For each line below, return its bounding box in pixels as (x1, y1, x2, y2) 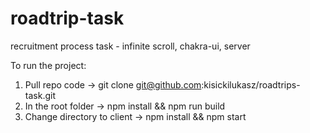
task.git (24, 89, 56, 101)
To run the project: (10, 59, 87, 71)
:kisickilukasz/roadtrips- (201, 78, 301, 91)
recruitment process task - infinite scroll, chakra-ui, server (10, 40, 251, 52)
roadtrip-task (10, 7, 125, 30)
